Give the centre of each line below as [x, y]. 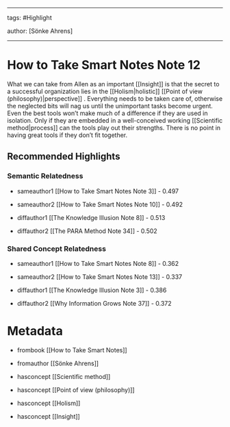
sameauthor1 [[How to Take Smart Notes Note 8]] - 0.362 [98, 263]
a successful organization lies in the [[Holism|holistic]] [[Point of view [105, 91]
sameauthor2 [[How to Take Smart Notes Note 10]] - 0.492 [100, 204]
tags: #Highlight [30, 17]
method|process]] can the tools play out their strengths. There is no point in [114, 127]
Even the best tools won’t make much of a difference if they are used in [107, 113]
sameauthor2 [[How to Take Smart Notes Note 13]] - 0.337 [100, 277]
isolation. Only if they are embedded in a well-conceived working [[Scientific [115, 120]
